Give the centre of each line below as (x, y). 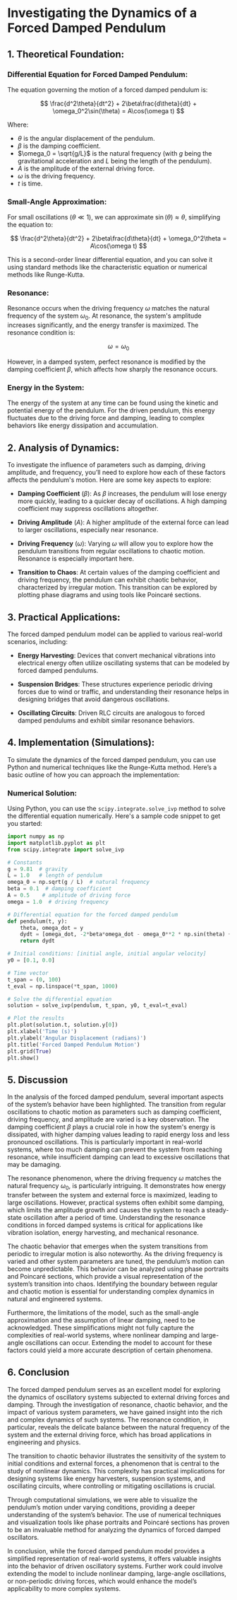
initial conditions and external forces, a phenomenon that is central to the (114, 1463)
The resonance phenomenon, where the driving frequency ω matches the (115, 1178)
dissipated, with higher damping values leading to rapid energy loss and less (119, 1134)
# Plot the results (36, 1018)
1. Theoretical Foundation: (66, 54)
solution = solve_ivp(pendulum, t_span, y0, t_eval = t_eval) (98, 1006)
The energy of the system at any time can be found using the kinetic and (113, 403)
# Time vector (28, 973)
